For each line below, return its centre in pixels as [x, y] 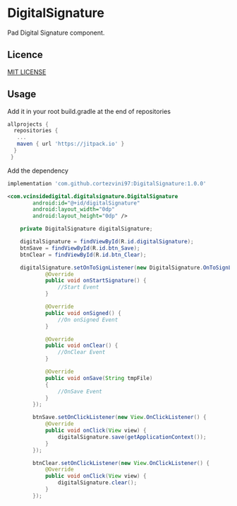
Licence [25, 55]
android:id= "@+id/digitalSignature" [86, 203]
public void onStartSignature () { [96, 281]
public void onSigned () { [83, 313]
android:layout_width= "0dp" [74, 209]
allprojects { [28, 124]
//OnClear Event [81, 352]
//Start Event [78, 287]
